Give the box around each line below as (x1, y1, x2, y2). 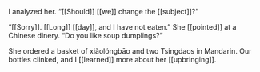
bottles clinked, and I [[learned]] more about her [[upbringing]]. (8, 55, 217, 64)
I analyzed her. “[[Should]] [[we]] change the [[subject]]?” (8, 7, 199, 16)
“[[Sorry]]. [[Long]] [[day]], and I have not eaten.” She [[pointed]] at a (8, 22, 237, 31)
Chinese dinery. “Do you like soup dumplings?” (8, 31, 163, 40)
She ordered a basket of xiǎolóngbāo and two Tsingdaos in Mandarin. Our (8, 46, 252, 55)
